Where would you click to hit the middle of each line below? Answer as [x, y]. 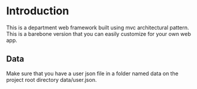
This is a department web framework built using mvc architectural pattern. [98, 27]
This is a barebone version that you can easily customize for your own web [99, 33]
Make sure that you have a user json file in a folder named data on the [92, 73]
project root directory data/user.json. [51, 79]
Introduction [38, 11]
